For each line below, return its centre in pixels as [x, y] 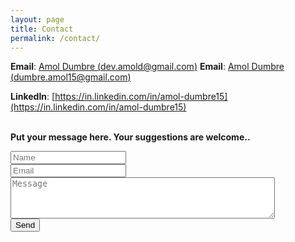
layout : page [37, 19]
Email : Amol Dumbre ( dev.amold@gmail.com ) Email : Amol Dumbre [147, 67]
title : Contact [42, 29]
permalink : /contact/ [55, 38]
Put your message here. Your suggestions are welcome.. [130, 137]
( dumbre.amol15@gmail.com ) [71, 77]
